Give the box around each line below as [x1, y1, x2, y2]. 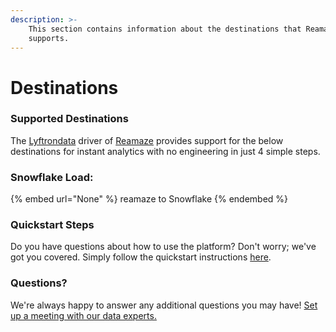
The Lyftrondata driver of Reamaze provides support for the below [10, 134, 284, 146]
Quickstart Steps [10, 218, 95, 232]
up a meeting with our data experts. [10, 309, 157, 321]
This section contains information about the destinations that [28, 24, 302, 34]
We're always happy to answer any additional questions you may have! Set [10, 299, 318, 311]
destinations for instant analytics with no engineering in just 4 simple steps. [10, 145, 321, 157]
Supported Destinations [10, 112, 129, 126]
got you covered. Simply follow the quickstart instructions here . [10, 251, 272, 263]
